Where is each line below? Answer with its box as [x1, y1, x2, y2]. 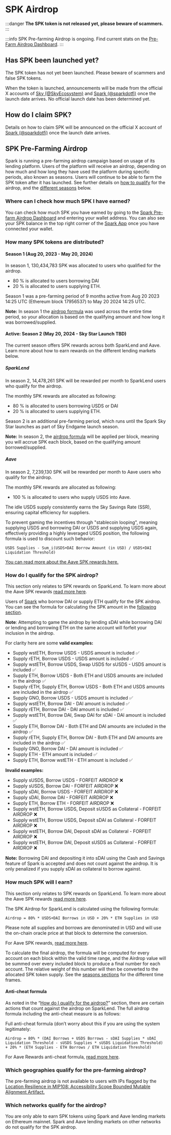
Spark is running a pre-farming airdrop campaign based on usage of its [5, 158, 155, 164]
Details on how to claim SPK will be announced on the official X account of [5, 124, 162, 130]
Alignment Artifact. [5, 1089, 45, 1095]
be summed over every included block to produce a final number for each [5, 960, 161, 967]
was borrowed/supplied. [5, 319, 57, 325]
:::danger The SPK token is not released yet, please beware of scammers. [5, 20, 163, 27]
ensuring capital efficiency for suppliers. [5, 509, 90, 515]
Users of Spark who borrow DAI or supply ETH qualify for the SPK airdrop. [5, 598, 162, 605]
